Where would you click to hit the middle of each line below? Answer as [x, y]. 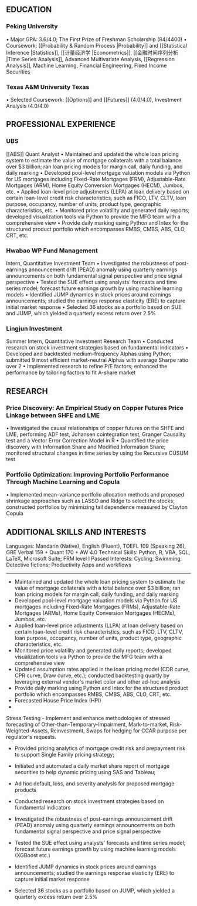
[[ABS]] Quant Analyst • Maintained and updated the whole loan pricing [92, 154]
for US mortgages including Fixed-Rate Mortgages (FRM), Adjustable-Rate [96, 179]
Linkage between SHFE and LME [53, 415]
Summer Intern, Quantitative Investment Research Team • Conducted [90, 341]
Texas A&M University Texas [48, 86]
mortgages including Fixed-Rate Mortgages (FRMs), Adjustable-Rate [97, 607]
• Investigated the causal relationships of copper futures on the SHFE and [95, 428]
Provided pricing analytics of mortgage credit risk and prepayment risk [100, 748]
